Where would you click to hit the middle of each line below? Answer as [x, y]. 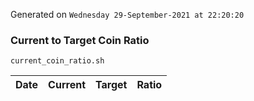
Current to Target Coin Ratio [80, 40]
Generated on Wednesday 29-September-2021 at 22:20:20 [127, 14]
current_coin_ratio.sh [57, 61]
